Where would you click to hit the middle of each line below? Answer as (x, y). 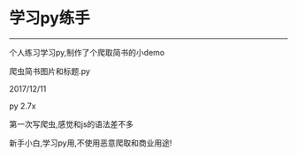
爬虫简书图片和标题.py (50, 71)
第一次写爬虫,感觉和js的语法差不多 (72, 123)
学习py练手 (50, 18)
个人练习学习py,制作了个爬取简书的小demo (87, 52)
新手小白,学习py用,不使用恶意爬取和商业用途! (91, 143)
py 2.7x (23, 106)
